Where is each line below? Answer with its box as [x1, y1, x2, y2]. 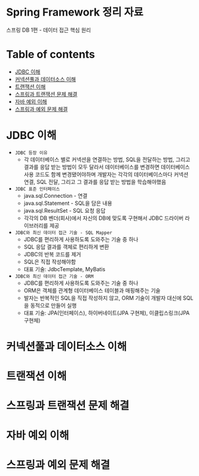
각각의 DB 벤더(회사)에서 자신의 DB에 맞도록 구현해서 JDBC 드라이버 [23, 214, 184, 222]
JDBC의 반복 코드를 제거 [23, 250, 81, 257]
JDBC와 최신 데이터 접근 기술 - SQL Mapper [14, 229, 112, 236]
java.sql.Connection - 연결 [23, 192, 88, 199]
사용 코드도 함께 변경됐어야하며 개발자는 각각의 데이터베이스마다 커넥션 [23, 171, 189, 178]
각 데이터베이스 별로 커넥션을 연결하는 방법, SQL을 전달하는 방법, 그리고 [23, 156, 191, 163]
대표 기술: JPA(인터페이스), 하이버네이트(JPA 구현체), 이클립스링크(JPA [23, 309, 190, 317]
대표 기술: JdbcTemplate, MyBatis [23, 265, 106, 272]
